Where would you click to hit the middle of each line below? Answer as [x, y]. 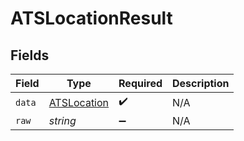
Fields [30, 55]
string [62, 120]
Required [140, 83]
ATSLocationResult [91, 18]
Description [201, 83]
